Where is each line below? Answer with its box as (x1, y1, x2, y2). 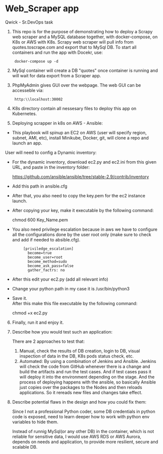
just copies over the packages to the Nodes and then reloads (19, 384, 143, 390)
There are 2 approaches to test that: (12, 338, 85, 344)
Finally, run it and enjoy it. (12, 319, 64, 325)
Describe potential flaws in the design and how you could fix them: (12, 399, 146, 405)
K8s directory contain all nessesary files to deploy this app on (12, 105, 137, 111)
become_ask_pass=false (27, 263, 74, 268)
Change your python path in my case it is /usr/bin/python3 (12, 286, 130, 291)
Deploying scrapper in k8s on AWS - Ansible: (12, 120, 103, 126)
